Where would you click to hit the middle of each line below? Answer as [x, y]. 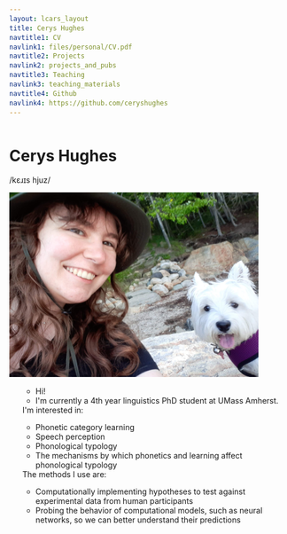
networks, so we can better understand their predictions [138, 520]
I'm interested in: [53, 410]
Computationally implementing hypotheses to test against [140, 491]
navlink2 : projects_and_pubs [63, 66]
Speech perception [70, 437]
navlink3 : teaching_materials [65, 84]
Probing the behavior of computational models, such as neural [149, 511]
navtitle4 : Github [43, 93]
